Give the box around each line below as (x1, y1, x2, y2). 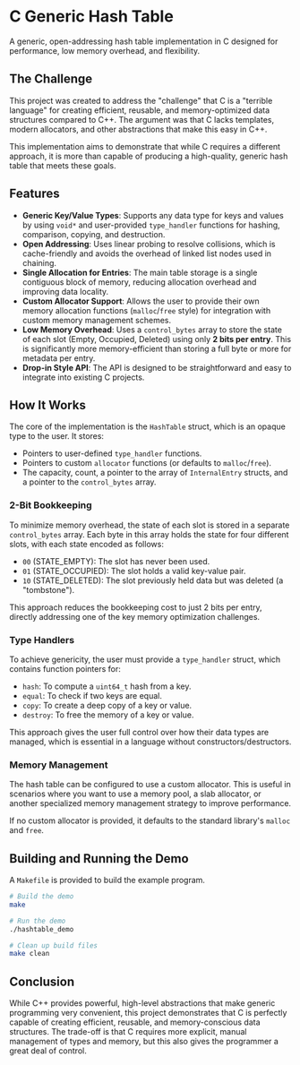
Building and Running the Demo (9, 851, 190, 866)
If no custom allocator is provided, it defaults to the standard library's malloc (9, 815, 291, 826)
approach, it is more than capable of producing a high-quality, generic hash (9, 150, 288, 161)
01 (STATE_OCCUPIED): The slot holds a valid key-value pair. (21, 565, 246, 576)
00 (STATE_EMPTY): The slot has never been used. (21, 555, 210, 566)
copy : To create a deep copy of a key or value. (21, 700, 193, 710)
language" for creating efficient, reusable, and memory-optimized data (9, 105, 270, 116)
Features (9, 186, 60, 202)
